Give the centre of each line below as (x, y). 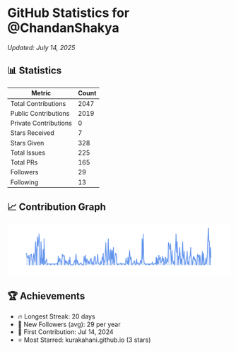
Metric (41, 93)
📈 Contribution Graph (57, 207)
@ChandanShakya (63, 28)
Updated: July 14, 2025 (41, 47)
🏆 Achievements (46, 296)
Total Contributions (38, 103)
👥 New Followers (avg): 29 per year (69, 325)
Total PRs (24, 162)
